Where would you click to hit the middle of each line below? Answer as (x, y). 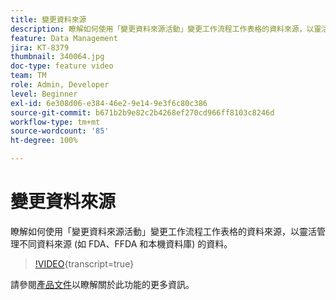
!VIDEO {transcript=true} (84, 263)
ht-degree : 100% (44, 141)
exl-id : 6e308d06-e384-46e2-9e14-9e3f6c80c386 (109, 103)
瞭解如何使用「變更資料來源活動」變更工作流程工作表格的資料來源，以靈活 (163, 231)
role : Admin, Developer (60, 85)
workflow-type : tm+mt (55, 122)
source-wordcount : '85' (60, 131)
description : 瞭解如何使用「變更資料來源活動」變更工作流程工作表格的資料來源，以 (162, 29)
